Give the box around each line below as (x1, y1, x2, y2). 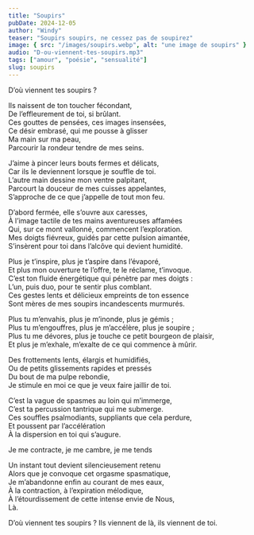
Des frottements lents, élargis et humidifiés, (8, 355, 151, 364)
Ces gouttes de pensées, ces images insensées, (8, 117, 167, 127)
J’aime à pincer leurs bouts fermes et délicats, (8, 158, 160, 168)
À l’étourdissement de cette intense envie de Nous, (8, 494, 175, 503)
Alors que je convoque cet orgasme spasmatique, (8, 468, 171, 478)
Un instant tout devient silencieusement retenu (8, 460, 161, 470)
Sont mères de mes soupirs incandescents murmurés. (8, 299, 185, 308)
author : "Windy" (8, 26, 62, 34)
